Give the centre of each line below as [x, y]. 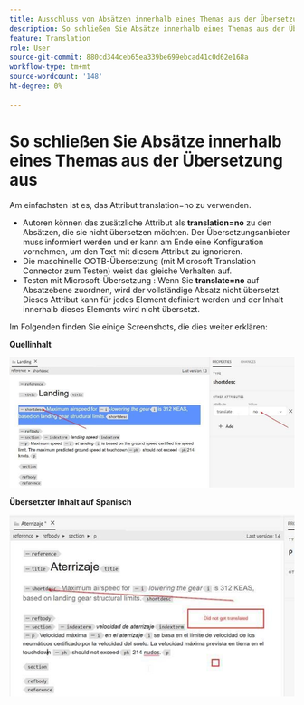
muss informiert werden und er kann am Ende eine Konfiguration [143, 242]
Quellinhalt [30, 344]
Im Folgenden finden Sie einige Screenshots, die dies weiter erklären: [139, 327]
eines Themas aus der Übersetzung [146, 161]
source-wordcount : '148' [56, 77]
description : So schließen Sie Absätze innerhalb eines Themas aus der [147, 29]
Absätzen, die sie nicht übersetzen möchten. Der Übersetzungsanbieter [156, 232]
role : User [30, 48]
